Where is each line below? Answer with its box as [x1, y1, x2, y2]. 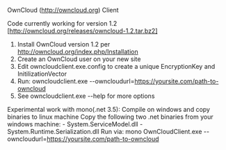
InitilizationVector [17, 69, 67, 78]
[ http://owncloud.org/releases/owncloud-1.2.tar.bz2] [7, 27, 158, 35]
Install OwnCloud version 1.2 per [17, 40, 111, 48]
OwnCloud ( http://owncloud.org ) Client [7, 6, 120, 14]
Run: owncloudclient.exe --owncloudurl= [17, 77, 135, 85]
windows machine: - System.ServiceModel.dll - [7, 120, 143, 128]
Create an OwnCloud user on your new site [17, 55, 141, 63]
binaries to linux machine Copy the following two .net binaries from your [7, 112, 213, 121]
